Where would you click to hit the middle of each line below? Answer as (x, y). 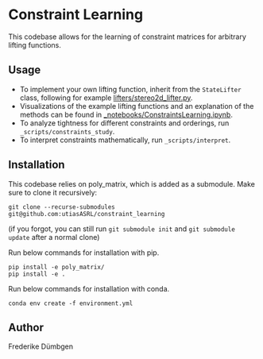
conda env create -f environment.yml (71, 303)
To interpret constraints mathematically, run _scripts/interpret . (125, 140)
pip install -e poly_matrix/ (56, 267)
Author (26, 327)
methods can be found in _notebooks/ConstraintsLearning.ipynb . (126, 114)
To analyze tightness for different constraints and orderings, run (124, 123)
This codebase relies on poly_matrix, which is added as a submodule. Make (132, 183)
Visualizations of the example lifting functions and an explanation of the (137, 106)
